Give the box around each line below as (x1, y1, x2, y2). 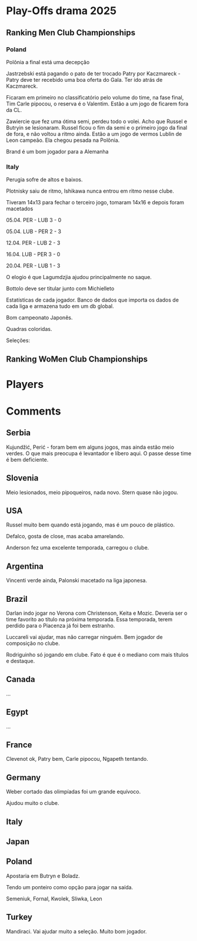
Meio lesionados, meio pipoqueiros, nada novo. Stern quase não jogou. (6, 489, 178, 496)
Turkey (6, 912, 32, 922)
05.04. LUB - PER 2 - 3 (6, 228, 62, 235)
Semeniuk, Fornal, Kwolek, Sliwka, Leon (6, 895, 103, 902)
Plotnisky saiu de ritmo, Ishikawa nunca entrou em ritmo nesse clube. (6, 187, 175, 195)
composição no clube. (6, 640, 60, 647)
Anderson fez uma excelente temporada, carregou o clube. (6, 544, 149, 551)
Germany (6, 773, 41, 783)
